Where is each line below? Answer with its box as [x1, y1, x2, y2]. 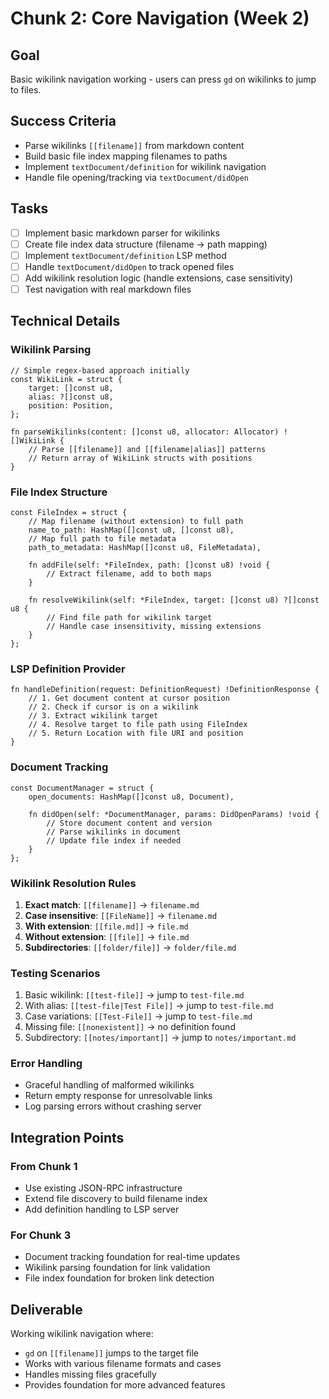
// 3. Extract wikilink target [28, 711, 159, 721]
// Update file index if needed [46, 835, 182, 846]
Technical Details [10, 313, 121, 330]
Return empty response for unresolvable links [24, 1090, 213, 1102]
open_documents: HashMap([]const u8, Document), [28, 792, 235, 802]
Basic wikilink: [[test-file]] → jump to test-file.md [24, 989, 245, 1001]
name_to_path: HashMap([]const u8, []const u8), [28, 525, 235, 535]
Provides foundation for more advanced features [24, 1379, 226, 1391]
